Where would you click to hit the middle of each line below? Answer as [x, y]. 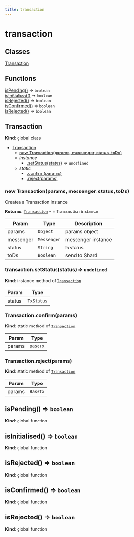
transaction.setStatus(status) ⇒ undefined [56, 270]
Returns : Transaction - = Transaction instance [52, 211]
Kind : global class [23, 138]
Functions [21, 79]
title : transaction [25, 10]
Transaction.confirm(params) [41, 315]
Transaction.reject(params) [38, 361]
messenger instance [88, 239]
